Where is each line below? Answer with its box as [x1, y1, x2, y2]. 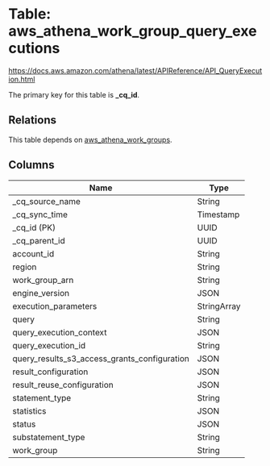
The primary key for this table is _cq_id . [8, 89, 139, 99]
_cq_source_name [12, 195, 81, 206]
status [12, 418, 36, 430]
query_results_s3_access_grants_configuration [12, 352, 189, 364]
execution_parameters [12, 300, 98, 311]
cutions [8, 40, 60, 57]
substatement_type [12, 431, 85, 443]
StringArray [197, 300, 241, 311]
